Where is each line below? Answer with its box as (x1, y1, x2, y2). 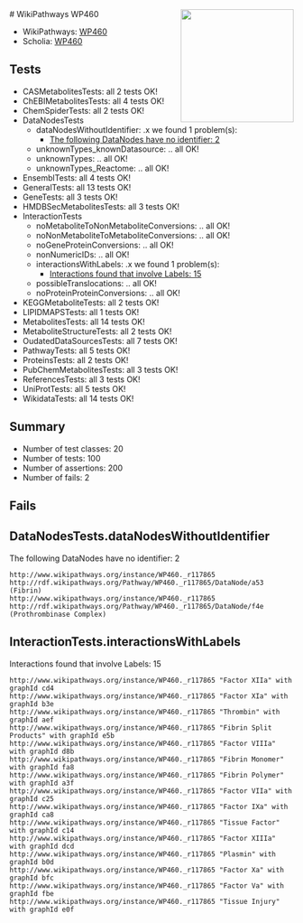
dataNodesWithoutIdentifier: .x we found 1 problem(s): (35, 124, 237, 135)
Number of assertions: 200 (22, 462, 124, 473)
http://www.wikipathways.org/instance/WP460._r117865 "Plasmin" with (9, 849, 277, 859)
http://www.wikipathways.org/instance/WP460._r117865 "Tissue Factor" (9, 817, 280, 827)
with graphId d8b (9, 747, 75, 756)
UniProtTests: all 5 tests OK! (22, 383, 126, 394)
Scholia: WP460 (22, 36, 83, 46)
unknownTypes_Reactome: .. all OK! (35, 163, 170, 173)
